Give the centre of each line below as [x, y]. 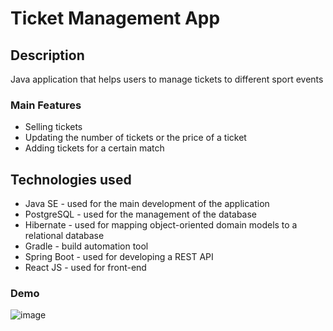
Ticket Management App [115, 18]
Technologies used [71, 179]
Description [47, 55]
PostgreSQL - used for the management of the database [141, 214]
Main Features [46, 105]
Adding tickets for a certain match [94, 148]
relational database [64, 236]
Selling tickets [53, 127]
